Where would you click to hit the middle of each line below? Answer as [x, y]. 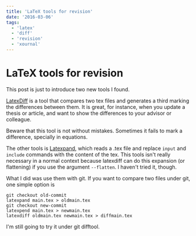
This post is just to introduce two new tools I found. [68, 89]
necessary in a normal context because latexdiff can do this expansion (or [96, 160]
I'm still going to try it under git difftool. [53, 227]
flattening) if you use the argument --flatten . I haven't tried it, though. [92, 167]
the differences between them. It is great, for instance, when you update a [96, 107]
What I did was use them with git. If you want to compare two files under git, [98, 178]
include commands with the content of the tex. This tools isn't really [88, 154]
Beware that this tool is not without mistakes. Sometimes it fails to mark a [94, 131]
